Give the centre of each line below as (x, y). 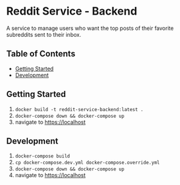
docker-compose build (42, 156)
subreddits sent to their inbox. (44, 34)
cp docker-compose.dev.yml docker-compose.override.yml (87, 163)
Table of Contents (41, 54)
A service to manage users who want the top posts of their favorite (90, 28)
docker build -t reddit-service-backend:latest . (79, 109)
